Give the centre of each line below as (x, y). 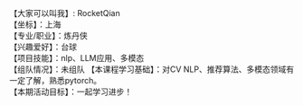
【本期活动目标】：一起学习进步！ (71, 92)
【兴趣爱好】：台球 (43, 47)
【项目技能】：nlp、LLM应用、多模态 (77, 58)
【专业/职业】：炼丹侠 (49, 35)
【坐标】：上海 (35, 24)
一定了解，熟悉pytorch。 (56, 80)
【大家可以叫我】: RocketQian (65, 13)
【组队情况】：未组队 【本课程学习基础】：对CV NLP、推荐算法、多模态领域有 (152, 69)
